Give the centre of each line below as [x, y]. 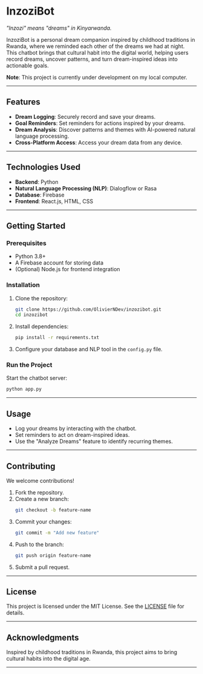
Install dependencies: [42, 326]
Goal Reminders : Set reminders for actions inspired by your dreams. [100, 123]
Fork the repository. [40, 492]
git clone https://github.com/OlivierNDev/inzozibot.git [88, 309]
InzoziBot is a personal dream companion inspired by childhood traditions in [101, 39]
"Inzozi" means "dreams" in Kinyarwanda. [59, 28]
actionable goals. [28, 66]
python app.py [24, 389]
